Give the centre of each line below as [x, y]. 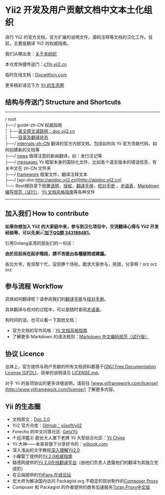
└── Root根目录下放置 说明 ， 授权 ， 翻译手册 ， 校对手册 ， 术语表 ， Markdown [82, 186]
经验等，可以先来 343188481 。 [49, 232]
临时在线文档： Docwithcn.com [36, 75]
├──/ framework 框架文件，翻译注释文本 [46, 174]
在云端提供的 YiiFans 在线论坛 [42, 475]
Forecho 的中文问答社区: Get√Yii [45, 432]
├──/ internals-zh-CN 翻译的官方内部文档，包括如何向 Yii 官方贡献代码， [79, 143]
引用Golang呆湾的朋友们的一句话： [40, 243]
